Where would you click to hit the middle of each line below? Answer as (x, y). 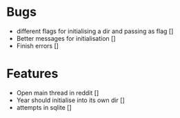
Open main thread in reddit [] (58, 92)
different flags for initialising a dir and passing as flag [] (95, 31)
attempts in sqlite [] (44, 107)
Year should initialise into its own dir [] (70, 100)
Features (32, 74)
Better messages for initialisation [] (66, 38)
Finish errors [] (38, 46)
